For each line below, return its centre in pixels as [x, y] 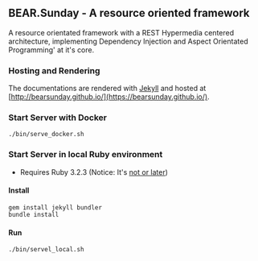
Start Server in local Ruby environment [86, 155]
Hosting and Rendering [54, 70]
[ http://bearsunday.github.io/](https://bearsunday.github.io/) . [109, 97]
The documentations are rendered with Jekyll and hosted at [107, 89]
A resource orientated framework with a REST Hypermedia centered [121, 32]
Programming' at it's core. [51, 50]
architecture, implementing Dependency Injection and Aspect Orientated [128, 41]
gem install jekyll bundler [55, 207]
